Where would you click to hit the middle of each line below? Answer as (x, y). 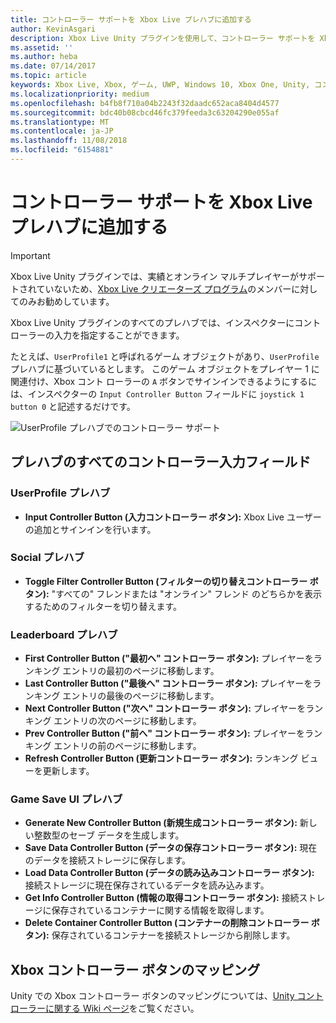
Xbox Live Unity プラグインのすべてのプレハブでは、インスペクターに (152, 322)
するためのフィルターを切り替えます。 (103, 606)
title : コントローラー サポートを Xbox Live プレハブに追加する (131, 19)
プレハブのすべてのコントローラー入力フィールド (161, 462)
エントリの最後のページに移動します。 (141, 696)
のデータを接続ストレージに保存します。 (108, 860)
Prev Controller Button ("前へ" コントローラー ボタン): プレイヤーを (165, 733)
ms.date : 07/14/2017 (53, 66)
